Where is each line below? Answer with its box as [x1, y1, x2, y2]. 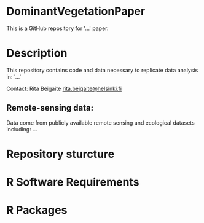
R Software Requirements [6, 175, 139, 189]
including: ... [6, 125, 38, 133]
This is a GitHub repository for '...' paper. [6, 25, 109, 32]
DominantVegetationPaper [6, 4, 146, 18]
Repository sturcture [6, 147, 115, 161]
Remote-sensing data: [6, 103, 94, 113]
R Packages [6, 203, 68, 217]
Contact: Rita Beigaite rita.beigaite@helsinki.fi [6, 85, 122, 92]
